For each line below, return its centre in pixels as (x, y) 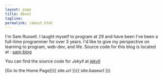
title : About (18, 14)
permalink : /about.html (29, 23)
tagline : (14, 18)
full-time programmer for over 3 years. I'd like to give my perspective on (77, 42)
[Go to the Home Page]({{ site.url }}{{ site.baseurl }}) (58, 71)
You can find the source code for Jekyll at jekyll (53, 61)
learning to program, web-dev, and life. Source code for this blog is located (80, 47)
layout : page (18, 9)
